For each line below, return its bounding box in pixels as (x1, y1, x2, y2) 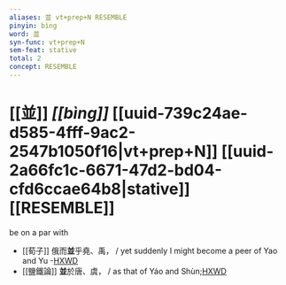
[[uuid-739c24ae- (112, 104, 248, 124)
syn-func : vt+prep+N (9, 37, 86, 47)
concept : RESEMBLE (9, 63, 77, 72)
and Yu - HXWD (21, 255, 78, 266)
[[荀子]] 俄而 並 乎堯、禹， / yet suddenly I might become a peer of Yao (21, 245, 278, 256)
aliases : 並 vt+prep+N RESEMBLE (9, 12, 128, 22)
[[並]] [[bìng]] (9, 104, 109, 124)
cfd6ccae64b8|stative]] (9, 179, 190, 199)
